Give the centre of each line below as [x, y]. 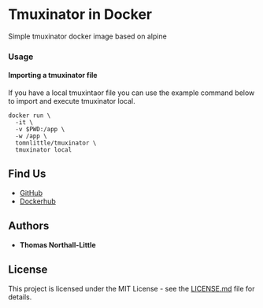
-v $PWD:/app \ [40, 130]
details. [20, 297]
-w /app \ [31, 136]
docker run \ [30, 115]
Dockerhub [38, 201]
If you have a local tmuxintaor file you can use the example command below [131, 93]
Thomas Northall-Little [57, 244]
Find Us [27, 174]
